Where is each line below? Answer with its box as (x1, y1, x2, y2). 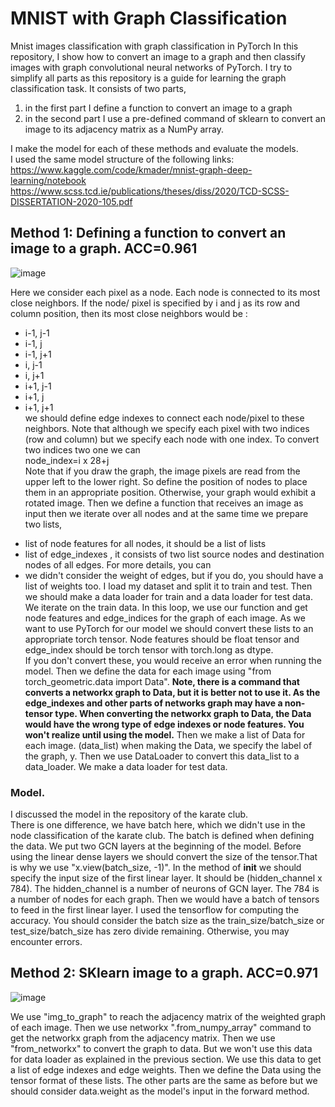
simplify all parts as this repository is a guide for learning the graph (10, 72, 287, 84)
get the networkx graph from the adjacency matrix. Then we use (10, 1032, 276, 1044)
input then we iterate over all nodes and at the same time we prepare (24, 507, 309, 519)
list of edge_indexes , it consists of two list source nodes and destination (24, 548, 325, 560)
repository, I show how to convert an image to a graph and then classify (10, 50, 306, 62)
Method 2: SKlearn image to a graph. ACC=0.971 (10, 965, 318, 982)
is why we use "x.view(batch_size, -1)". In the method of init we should (10, 862, 302, 874)
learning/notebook (10, 174, 87, 186)
